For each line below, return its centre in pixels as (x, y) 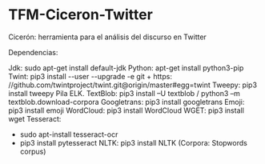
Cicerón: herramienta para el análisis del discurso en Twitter (107, 37)
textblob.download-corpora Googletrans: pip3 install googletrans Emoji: (126, 102)
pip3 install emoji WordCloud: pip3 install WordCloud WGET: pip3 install (126, 110)
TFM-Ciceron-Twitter (81, 15)
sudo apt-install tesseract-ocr (69, 134)
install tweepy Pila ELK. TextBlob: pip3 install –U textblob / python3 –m (124, 93)
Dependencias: (33, 52)
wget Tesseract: (35, 118)
